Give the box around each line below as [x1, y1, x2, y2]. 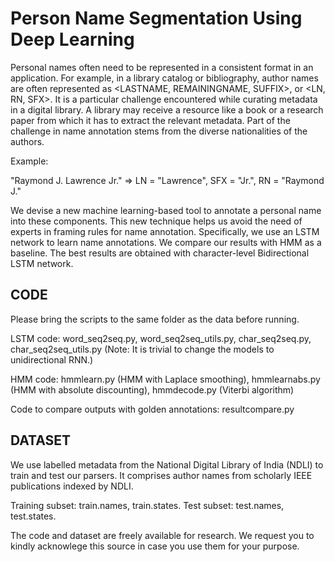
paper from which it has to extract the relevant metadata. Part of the [10, 114, 291, 126]
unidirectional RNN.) [10, 353, 94, 366]
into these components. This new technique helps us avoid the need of [10, 215, 303, 227]
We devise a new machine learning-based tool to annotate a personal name [10, 204, 322, 216]
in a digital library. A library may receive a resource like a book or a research [10, 103, 324, 116]
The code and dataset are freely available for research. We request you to [10, 529, 315, 541]
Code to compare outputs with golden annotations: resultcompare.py [10, 403, 295, 415]
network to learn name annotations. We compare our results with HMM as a [10, 236, 322, 248]
